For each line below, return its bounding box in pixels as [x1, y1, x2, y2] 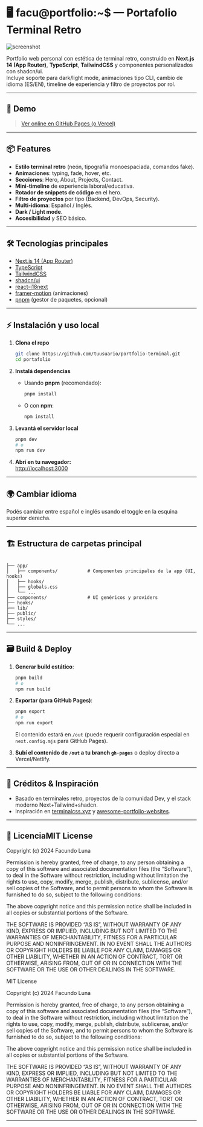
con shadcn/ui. [6, 67, 43, 74]
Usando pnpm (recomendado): [24, 379, 101, 386]
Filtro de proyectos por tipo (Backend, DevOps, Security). [14, 195, 160, 202]
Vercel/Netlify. [14, 756, 51, 762]
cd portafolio [14, 357, 51, 363]
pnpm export [14, 709, 45, 715]
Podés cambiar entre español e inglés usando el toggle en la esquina [6, 508, 178, 515]
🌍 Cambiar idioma [6, 489, 77, 499]
